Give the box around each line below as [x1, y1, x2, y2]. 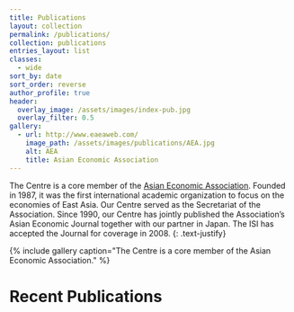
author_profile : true [9, 88, 91, 97]
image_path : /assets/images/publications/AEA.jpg [25, 138, 216, 147]
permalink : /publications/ [9, 30, 111, 39]
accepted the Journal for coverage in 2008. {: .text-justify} [9, 227, 227, 238]
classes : [9, 55, 42, 64]
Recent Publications [9, 286, 163, 307]
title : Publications [9, 13, 87, 22]
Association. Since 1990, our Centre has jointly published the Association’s [9, 209, 285, 219]
